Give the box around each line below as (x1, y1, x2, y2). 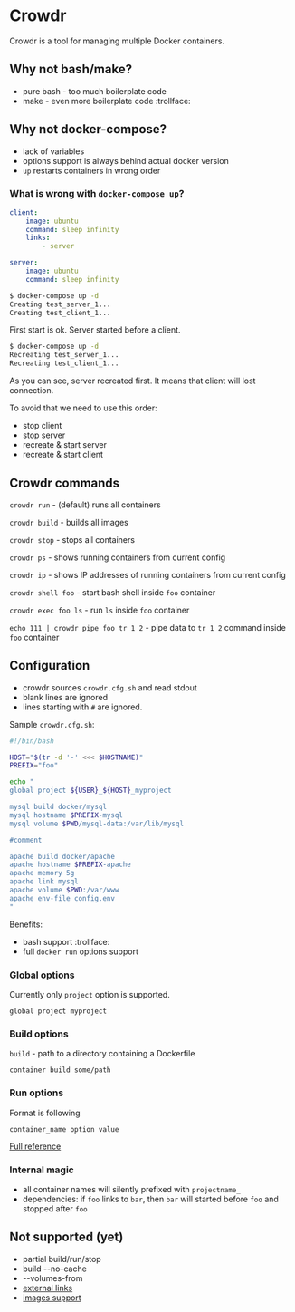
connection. (9, 385, 54, 396)
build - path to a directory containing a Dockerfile (9, 1048, 195, 1059)
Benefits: (9, 919, 43, 930)
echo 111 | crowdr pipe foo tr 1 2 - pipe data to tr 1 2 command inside (9, 622, 287, 632)
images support (22, 1292, 81, 1303)
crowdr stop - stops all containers (9, 534, 136, 545)
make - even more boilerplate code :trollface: (22, 95, 192, 106)
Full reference (9, 1141, 62, 1152)
